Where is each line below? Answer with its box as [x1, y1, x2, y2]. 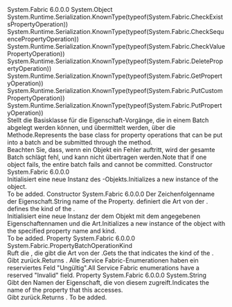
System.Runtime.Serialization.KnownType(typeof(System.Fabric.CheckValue [7, 42, 226, 50]
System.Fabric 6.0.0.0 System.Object [7, 6, 113, 13]
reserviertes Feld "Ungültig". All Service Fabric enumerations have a [7, 264, 199, 272]
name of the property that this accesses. [7, 286, 123, 294]
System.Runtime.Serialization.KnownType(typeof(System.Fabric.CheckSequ [7, 28, 224, 35]
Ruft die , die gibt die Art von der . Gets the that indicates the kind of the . [7, 249, 214, 257]
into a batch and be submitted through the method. [7, 138, 152, 147]
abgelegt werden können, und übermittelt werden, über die [7, 124, 176, 131]
